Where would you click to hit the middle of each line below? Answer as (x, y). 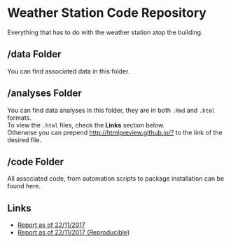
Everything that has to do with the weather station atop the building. (105, 32)
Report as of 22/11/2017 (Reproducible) (73, 232)
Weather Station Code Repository (107, 13)
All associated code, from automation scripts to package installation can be (116, 179)
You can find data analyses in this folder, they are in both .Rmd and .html (111, 110)
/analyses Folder (44, 93)
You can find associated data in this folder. (69, 71)
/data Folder (34, 54)
